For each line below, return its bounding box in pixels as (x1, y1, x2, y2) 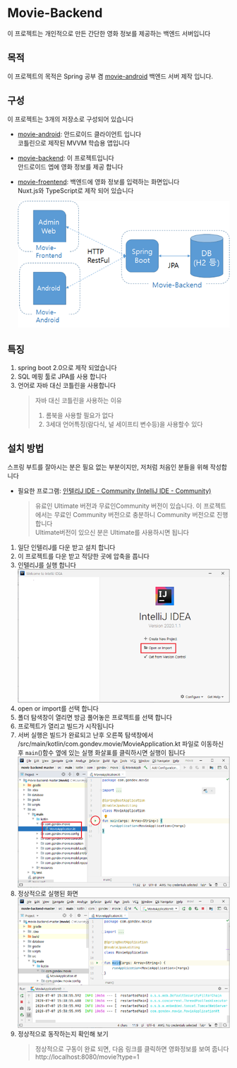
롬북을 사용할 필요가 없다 (45, 411, 114, 420)
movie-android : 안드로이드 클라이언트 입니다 (17, 129, 142, 138)
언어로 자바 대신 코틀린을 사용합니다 (17, 381, 116, 390)
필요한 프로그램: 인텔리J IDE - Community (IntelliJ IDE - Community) (17, 486, 212, 495)
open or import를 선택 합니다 (17, 704, 99, 713)
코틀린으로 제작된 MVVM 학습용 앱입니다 (17, 138, 130, 147)
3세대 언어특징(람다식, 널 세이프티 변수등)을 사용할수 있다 (45, 420, 203, 429)
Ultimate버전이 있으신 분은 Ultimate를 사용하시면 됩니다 (35, 528, 189, 536)
